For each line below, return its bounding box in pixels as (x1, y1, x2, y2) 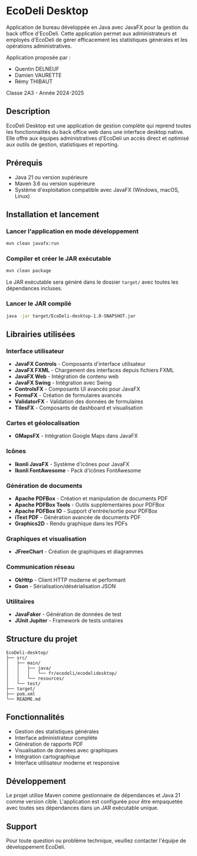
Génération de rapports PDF (14, 740, 84, 747)
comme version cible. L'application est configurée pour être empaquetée (6, 798, 183, 805)
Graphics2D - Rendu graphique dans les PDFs (14, 520, 128, 527)
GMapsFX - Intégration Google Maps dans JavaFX (14, 432, 138, 440)
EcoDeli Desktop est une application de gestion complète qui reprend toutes (6, 122, 192, 129)
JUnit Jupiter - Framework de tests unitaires (14, 616, 123, 624)
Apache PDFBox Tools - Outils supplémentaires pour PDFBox (14, 501, 165, 509)
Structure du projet (6, 634, 78, 644)
